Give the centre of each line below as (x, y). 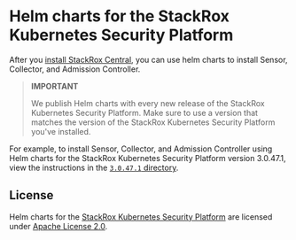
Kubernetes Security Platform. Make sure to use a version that (144, 112)
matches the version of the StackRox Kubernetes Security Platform (153, 122)
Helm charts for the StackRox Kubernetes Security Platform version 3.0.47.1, (148, 158)
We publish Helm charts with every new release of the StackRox (148, 103)
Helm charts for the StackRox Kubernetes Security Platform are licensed (141, 217)
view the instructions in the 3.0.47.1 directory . (94, 167)
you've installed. (61, 131)
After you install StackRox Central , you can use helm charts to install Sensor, (148, 59)
